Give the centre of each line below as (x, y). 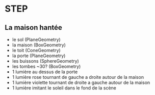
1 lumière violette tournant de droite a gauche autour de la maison (81, 82)
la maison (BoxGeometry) (39, 45)
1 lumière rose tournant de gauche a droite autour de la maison (78, 77)
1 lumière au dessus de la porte (45, 72)
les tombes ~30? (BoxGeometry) (46, 66)
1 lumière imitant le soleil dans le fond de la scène (64, 88)
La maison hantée (33, 28)
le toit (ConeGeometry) (36, 50)
